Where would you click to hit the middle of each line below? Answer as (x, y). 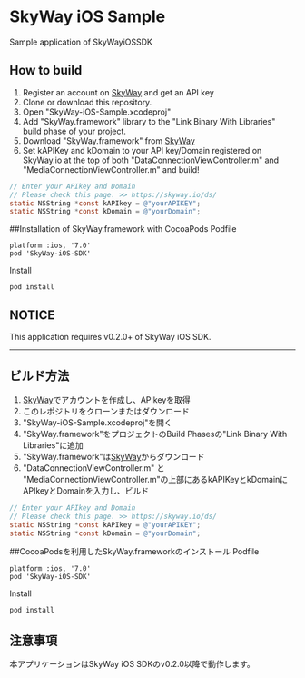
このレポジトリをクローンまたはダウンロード (106, 411)
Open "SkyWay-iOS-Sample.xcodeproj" (97, 112)
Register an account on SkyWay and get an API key (118, 92)
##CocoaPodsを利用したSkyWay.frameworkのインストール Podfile (134, 552)
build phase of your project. (74, 131)
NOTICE (32, 315)
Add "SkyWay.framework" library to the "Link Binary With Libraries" (149, 121)
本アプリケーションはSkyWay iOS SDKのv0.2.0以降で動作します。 (133, 664)
